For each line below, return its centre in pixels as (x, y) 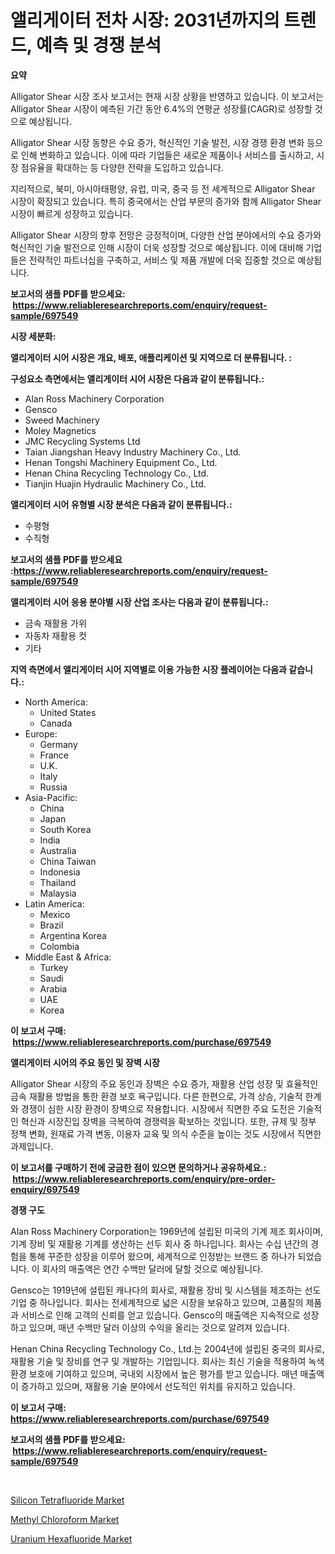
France (54, 755)
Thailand (58, 882)
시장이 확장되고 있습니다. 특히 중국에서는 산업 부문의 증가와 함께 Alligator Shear (166, 201)
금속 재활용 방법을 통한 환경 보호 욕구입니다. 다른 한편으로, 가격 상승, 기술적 (156, 1096)
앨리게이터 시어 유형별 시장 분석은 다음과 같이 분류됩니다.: (121, 504)
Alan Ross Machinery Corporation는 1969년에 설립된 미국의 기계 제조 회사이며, (167, 1231)
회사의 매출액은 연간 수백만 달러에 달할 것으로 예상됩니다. (152, 1268)
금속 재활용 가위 (55, 623)
